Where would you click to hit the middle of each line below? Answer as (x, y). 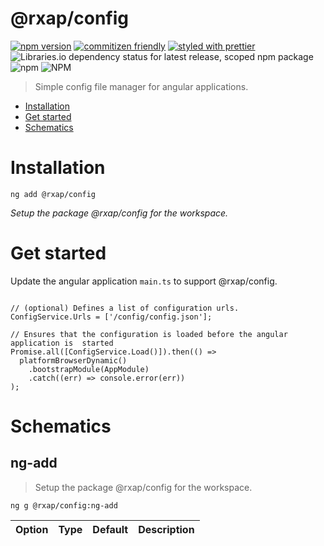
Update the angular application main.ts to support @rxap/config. (144, 281)
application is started (62, 343)
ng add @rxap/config (53, 194)
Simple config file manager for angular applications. (141, 86)
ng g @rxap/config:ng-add (64, 505)
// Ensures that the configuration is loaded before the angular (149, 334)
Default (110, 529)
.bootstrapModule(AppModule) (89, 369)
